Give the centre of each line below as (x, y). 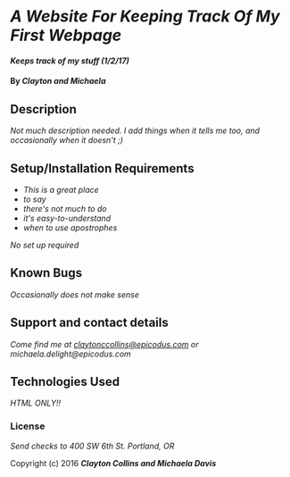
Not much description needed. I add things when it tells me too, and (135, 130)
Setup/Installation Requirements (102, 168)
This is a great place (61, 190)
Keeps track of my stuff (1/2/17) (70, 61)
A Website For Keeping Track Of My (145, 17)
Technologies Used (65, 382)
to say (35, 199)
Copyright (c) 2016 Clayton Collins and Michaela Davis (113, 463)
